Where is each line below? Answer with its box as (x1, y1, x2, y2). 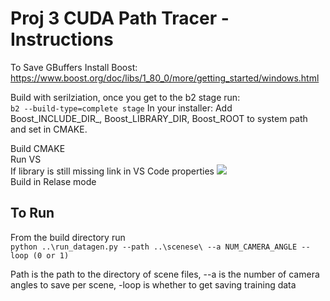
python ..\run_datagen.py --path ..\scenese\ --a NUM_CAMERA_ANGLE (10, 242, 298, 252)
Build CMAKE (10, 142, 66, 154)
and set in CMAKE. (10, 123, 88, 135)
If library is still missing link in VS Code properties (10, 165, 215, 177)
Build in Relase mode (10, 175, 97, 187)
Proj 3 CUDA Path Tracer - (10, 7, 230, 30)
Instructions (10, 28, 114, 51)
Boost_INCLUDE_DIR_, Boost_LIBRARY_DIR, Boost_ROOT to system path (10, 112, 308, 124)
